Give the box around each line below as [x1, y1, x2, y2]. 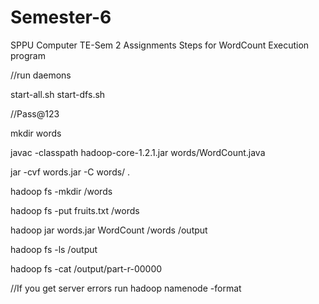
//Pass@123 [10, 107, 60, 120]
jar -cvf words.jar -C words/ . [10, 166, 131, 178]
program [10, 49, 46, 61]
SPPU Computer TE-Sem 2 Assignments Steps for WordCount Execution [10, 39, 310, 51]
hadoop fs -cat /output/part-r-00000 [10, 262, 163, 275]
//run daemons [10, 69, 72, 81]
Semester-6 [10, 6, 112, 29]
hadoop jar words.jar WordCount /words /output [10, 224, 208, 236]
